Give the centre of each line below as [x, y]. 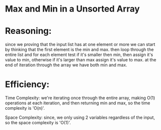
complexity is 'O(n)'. [25, 108]
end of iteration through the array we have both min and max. [66, 65]
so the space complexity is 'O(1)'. [38, 123]
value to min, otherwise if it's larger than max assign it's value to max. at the [80, 60]
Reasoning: [28, 31]
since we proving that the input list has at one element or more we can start [80, 44]
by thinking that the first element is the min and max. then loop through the [79, 50]
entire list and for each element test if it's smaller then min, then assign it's [79, 55]
